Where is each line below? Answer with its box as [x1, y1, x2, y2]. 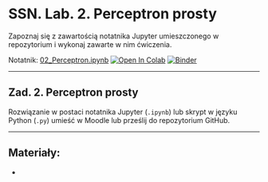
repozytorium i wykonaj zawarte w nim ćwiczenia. [8, 39, 172, 49]
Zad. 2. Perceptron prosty [8, 85, 139, 100]
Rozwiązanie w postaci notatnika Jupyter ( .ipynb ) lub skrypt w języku [8, 107, 238, 117]
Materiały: [8, 146, 61, 160]
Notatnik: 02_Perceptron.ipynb [8, 55, 109, 65]
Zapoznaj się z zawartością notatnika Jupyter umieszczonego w [8, 31, 219, 41]
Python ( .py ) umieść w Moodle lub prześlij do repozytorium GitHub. [8, 115, 231, 125]
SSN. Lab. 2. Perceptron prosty [8, 5, 218, 23]
